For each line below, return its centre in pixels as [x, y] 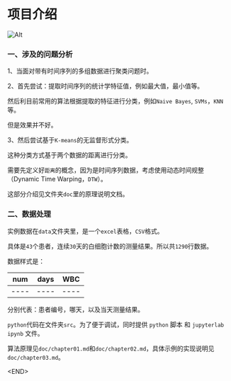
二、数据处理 [29, 215]
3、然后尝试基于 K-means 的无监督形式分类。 [70, 140]
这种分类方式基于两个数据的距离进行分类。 [69, 155]
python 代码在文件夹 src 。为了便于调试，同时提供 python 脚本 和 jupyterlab [116, 324]
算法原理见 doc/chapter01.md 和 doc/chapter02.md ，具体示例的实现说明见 [111, 348]
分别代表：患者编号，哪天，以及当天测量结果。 [75, 309]
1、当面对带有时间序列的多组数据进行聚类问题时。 [80, 71]
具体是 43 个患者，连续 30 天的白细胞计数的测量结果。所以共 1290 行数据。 [110, 246]
